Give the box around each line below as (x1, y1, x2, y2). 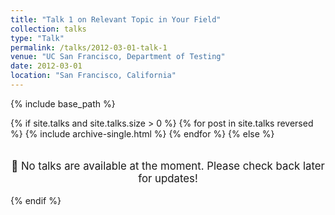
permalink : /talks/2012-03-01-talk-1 (10, 42, 168, 53)
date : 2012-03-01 (10, 61, 83, 71)
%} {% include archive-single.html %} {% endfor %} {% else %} (10, 127, 275, 140)
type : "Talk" (10, 33, 65, 43)
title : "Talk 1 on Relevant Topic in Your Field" (10, 14, 222, 25)
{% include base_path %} (10, 97, 116, 110)
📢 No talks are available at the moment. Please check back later (11, 159, 325, 173)
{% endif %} (10, 195, 62, 207)
